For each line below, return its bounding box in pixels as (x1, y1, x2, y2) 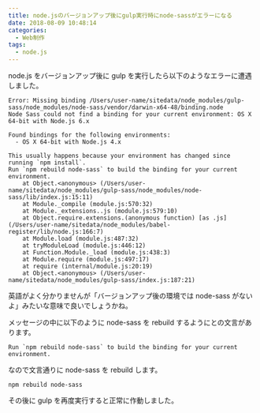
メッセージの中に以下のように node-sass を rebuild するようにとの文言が (8, 317, 246, 327)
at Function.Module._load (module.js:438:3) (22, 249, 171, 257)
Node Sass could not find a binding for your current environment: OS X (8, 111, 252, 118)
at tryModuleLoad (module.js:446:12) (22, 242, 147, 250)
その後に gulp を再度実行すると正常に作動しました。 (8, 396, 179, 405)
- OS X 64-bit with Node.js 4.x (15, 138, 122, 146)
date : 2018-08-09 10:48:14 (8, 19, 97, 27)
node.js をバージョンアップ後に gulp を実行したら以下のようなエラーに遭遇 (8, 71, 252, 80)
